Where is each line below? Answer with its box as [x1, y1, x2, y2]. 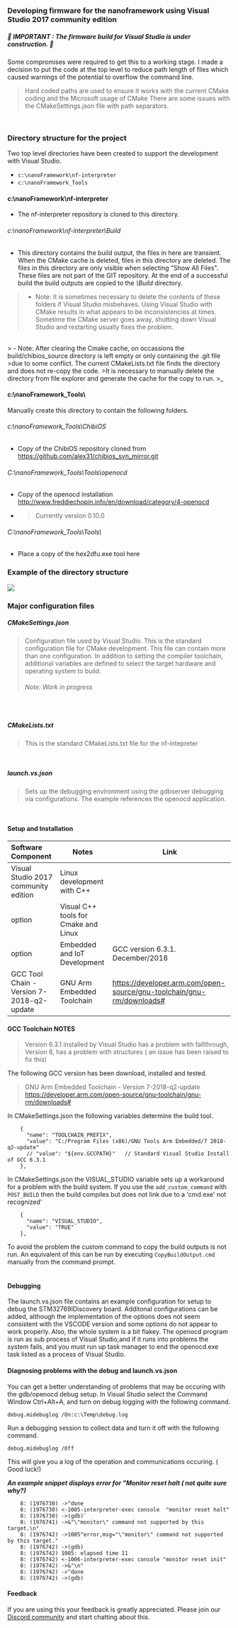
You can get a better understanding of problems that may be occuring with [7, 1382, 225, 1391]
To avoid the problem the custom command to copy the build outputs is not [7, 1242, 227, 1252]
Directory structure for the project [7, 133, 127, 143]
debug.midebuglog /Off [7, 1445, 74, 1452]
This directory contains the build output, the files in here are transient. [17, 248, 222, 257]
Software [11, 842, 42, 852]
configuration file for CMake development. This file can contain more [24, 644, 226, 652]
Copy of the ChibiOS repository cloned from [17, 445, 147, 452]
